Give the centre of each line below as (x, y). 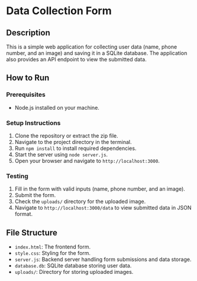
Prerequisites (26, 94)
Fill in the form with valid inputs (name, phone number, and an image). (100, 189)
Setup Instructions (33, 123)
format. (24, 214)
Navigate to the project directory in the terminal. (73, 142)
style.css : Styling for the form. (52, 253)
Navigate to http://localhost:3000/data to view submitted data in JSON (103, 208)
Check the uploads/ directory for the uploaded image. (80, 201)
